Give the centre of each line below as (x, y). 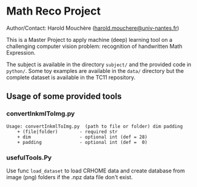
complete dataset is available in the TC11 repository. (71, 77)
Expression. (21, 52)
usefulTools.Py (29, 157)
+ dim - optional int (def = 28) (82, 137)
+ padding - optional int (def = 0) (82, 142)
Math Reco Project (54, 11)
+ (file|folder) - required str (68, 132)
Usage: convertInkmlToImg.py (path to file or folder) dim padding (95, 126)
